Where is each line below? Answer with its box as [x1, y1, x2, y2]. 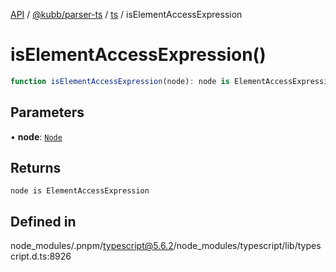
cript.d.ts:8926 [10, 250, 72, 263]
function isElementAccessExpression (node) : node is [10, 76, 230, 86]
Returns [10, 160, 62, 177]
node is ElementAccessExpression [10, 186, 150, 196]
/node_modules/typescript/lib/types [173, 240, 322, 252]
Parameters [10, 104, 85, 121]
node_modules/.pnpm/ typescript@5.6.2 [10, 240, 174, 252]
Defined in [10, 213, 77, 230]
